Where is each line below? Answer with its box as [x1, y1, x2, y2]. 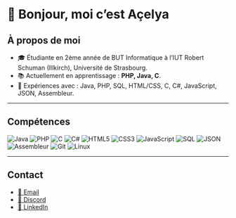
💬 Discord [17, 195, 46, 203]
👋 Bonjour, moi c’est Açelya [7, 6, 170, 23]
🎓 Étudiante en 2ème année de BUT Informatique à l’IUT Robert [17, 53, 204, 62]
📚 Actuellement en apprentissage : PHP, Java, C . [17, 72, 162, 79]
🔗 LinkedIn [17, 203, 48, 211]
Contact [7, 169, 44, 181]
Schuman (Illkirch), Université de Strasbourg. [17, 63, 147, 72]
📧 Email [17, 188, 40, 196]
